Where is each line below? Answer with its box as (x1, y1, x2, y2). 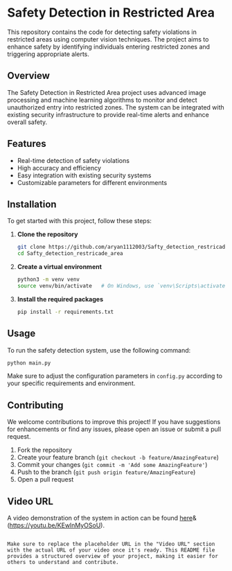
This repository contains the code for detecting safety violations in (7, 28, 197, 36)
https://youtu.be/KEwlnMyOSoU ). (9, 521, 105, 529)
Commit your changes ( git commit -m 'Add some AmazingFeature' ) (17, 461, 208, 469)
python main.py (7, 359, 51, 367)
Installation (7, 198, 57, 210)
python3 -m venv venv (17, 276, 80, 283)
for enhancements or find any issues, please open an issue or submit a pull (7, 425, 222, 434)
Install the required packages (17, 295, 104, 303)
